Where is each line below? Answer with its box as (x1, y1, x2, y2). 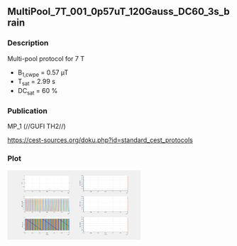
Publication (7, 106, 48, 116)
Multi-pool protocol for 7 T (7, 54, 85, 63)
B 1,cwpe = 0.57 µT (17, 68, 69, 78)
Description (7, 38, 49, 48)
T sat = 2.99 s (17, 77, 55, 87)
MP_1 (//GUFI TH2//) (7, 122, 66, 131)
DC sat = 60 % (17, 87, 58, 97)
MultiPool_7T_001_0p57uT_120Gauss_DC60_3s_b (7, 6, 230, 18)
